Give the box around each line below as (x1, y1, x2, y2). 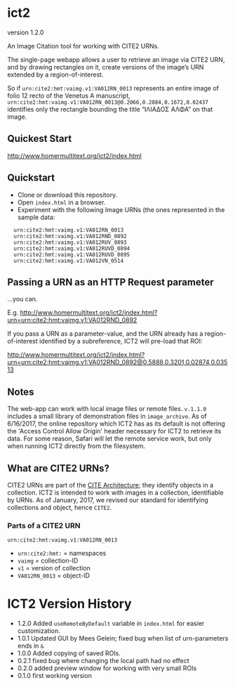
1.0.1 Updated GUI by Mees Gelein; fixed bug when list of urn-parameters (17, 634, 229, 643)
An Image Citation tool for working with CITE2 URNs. (7, 41, 159, 50)
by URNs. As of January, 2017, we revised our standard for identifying (7, 496, 208, 504)
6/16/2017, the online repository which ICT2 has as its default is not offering (7, 419, 226, 428)
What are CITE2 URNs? (7, 462, 110, 474)
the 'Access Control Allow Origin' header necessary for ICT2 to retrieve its (7, 427, 222, 436)
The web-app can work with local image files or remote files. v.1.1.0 (7, 405, 207, 413)
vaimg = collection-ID (17, 556, 79, 565)
